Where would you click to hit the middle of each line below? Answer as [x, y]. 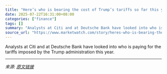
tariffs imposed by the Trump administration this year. [60, 52]
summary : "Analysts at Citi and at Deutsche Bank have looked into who [81, 28]
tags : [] [14, 23]
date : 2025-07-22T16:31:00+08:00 [40, 14]
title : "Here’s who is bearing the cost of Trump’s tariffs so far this [82, 10]
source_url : [17, 33]
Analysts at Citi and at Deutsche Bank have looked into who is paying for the [83, 47]
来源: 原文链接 [19, 67]
